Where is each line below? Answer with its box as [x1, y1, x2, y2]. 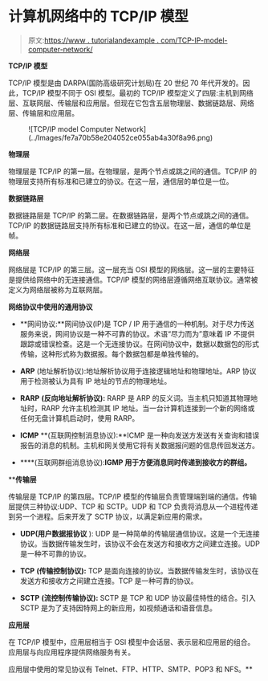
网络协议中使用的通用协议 [8, 302, 93, 312]
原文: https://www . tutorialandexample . [27, 35, 159, 45]
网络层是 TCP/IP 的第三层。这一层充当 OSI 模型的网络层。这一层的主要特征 [8, 264, 255, 274]
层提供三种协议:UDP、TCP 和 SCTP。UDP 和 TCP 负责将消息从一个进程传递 [8, 501, 258, 511]
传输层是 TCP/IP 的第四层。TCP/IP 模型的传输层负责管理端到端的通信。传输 [8, 491, 257, 501]
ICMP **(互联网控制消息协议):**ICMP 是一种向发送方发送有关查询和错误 [19, 430, 259, 440]
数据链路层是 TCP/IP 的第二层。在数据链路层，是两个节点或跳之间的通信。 [8, 210, 254, 220]
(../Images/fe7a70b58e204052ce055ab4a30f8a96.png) [28, 133, 213, 142]
